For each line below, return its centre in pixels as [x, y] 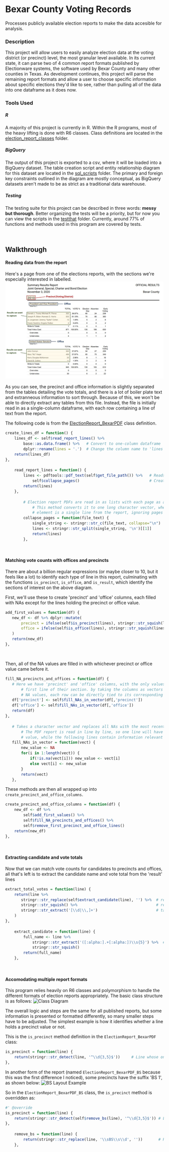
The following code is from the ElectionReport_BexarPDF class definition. [81, 423]
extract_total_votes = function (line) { [48, 889]
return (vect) [35, 774]
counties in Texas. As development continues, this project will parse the [79, 74]
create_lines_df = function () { [39, 433]
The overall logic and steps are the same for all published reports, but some [83, 1011]
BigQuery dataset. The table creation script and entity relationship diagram [82, 168]
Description [20, 41]
